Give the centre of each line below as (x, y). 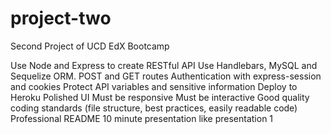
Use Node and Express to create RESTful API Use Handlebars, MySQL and (164, 65)
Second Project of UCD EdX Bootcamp (90, 46)
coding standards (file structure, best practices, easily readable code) (154, 108)
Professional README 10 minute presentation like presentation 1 (142, 118)
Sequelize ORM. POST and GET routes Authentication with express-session (166, 76)
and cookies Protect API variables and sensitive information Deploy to (154, 86)
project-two (61, 18)
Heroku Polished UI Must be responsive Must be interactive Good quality (160, 97)
